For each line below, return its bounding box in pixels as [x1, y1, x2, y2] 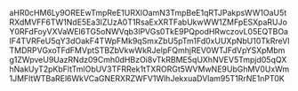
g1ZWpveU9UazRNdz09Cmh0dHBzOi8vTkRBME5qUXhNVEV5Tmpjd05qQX [9, 55, 287, 64]
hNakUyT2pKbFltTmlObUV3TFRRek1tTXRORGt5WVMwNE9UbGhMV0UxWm [9, 64, 290, 74]
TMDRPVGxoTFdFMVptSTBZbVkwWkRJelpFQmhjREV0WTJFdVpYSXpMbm [9, 45, 286, 56]
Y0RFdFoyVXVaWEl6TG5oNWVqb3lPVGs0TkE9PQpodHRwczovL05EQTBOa [9, 27, 289, 36]
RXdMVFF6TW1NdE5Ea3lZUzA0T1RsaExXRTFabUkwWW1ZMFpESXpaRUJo [9, 17, 287, 27]
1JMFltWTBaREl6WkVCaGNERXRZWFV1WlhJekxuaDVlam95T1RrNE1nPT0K [9, 73, 285, 83]
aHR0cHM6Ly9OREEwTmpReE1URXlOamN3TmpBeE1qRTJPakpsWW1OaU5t [9, 8, 287, 18]
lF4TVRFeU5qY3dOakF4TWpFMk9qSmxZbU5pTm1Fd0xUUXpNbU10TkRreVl [9, 35, 290, 46]
